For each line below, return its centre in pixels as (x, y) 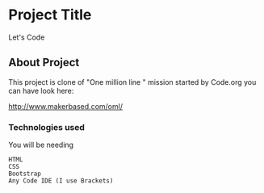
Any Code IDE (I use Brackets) (61, 181)
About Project (44, 63)
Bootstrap (25, 174)
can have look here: (41, 90)
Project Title (50, 15)
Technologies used (46, 127)
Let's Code (27, 37)
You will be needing (41, 145)
